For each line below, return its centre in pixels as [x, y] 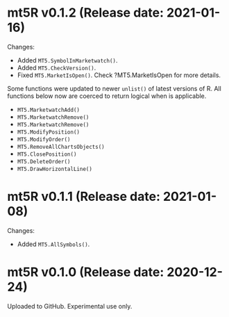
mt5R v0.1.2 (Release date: [86, 13]
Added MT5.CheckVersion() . [57, 67]
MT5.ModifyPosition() [48, 132]
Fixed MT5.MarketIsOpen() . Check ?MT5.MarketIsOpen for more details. [119, 75]
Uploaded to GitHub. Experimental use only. [70, 306]
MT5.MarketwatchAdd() [48, 110]
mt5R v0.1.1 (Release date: [84, 197]
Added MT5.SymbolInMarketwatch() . [67, 60]
